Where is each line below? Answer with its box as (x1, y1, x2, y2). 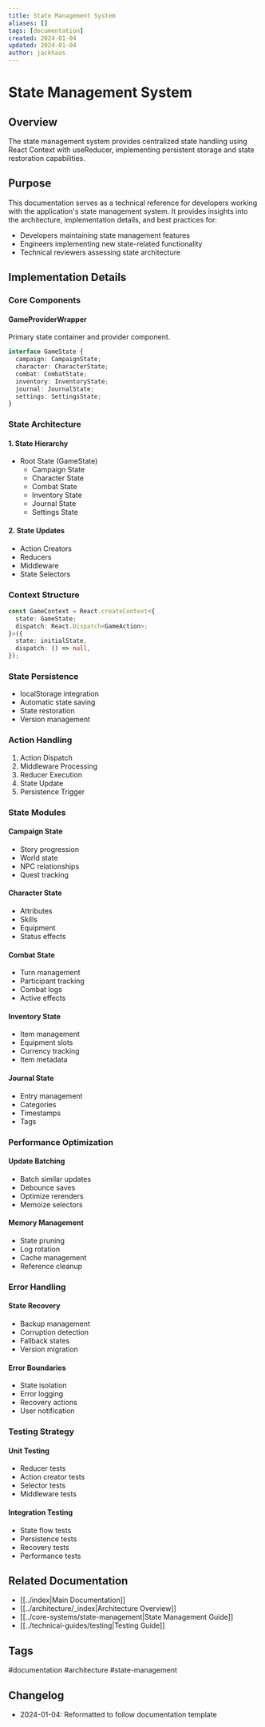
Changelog (8, 1689, 65, 1702)
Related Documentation (8, 1574, 129, 1588)
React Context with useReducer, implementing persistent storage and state (8, 145, 255, 155)
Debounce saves (19, 1183, 76, 1192)
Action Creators (19, 544, 72, 553)
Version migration (19, 1344, 78, 1354)
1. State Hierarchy (8, 438, 69, 448)
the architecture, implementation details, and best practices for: (8, 215, 218, 224)
